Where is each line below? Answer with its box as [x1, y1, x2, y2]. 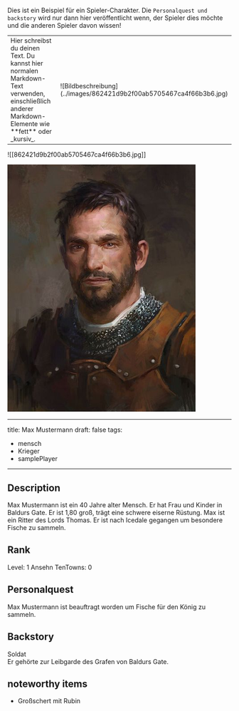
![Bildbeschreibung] [60, 81, 119, 90]
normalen [10, 66, 39, 75]
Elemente [10, 119, 38, 128]
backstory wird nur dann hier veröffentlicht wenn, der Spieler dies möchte [7, 14, 223, 22]
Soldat [7, 650, 26, 658]
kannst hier [10, 58, 43, 67]
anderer [10, 104, 34, 113]
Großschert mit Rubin [17, 697, 80, 705]
